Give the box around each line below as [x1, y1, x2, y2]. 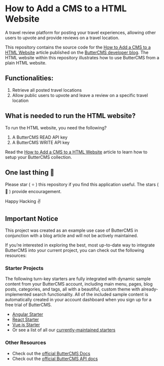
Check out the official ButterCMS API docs [12, 356, 98, 362]
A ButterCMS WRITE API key [12, 139, 70, 145]
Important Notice [5, 214, 58, 223]
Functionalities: [5, 74, 54, 82]
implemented [5, 292, 32, 297]
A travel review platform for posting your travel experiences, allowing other [5, 29, 156, 35]
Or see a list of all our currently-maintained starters [12, 327, 116, 333]
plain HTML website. [5, 60, 47, 66]
